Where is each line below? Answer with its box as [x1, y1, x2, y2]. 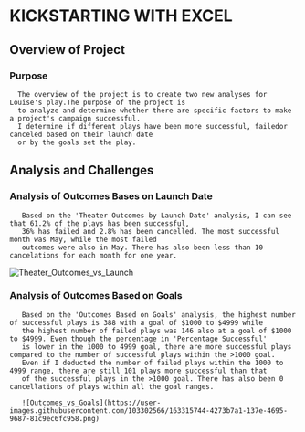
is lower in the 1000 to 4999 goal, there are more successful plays [21, 342, 292, 352]
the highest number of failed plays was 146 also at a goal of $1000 [21, 326, 292, 335]
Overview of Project [9, 42, 126, 58]
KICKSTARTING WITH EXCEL [9, 5, 233, 26]
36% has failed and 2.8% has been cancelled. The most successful [21, 227, 280, 236]
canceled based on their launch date [9, 130, 153, 139]
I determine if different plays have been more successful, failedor [17, 121, 288, 131]
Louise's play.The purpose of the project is [9, 98, 185, 107]
